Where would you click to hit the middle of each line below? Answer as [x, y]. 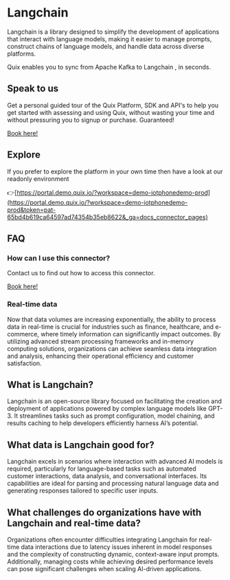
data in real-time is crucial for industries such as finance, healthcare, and [111, 326]
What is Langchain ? [50, 384]
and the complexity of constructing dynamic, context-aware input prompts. [113, 554]
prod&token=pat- [32, 210]
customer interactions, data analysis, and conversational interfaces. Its [107, 476]
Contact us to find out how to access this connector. [81, 273]
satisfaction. [25, 363]
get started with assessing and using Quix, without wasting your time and [111, 112]
